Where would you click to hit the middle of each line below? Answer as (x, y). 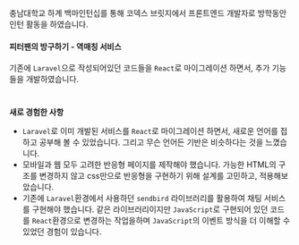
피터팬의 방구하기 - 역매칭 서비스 (66, 46)
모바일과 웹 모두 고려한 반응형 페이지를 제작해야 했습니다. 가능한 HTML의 (149, 165)
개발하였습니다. (52, 80)
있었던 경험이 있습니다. (62, 232)
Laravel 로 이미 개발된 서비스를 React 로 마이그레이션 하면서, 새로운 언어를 (150, 131)
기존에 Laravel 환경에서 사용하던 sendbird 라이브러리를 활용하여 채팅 (142, 199)
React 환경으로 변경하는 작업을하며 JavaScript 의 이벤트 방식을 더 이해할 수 (161, 221)
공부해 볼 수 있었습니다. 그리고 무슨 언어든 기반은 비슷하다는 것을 (151, 142)
